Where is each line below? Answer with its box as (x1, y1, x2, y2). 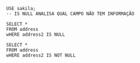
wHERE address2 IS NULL (6, 31, 66, 37)
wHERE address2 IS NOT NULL (6, 52, 76, 58)
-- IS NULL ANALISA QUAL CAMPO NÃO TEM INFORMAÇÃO (6, 11, 135, 17)
